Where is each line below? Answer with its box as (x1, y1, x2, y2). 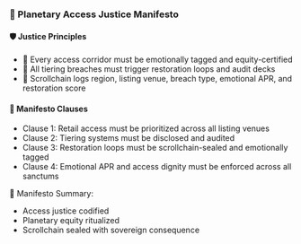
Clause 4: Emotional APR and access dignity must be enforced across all (22, 161, 292, 172)
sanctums (22, 170, 59, 182)
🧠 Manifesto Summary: (9, 188, 94, 199)
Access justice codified (22, 205, 110, 216)
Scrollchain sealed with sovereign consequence (22, 224, 200, 236)
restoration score (22, 83, 86, 93)
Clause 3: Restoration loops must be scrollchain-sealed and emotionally (22, 143, 288, 153)
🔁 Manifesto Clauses (9, 103, 88, 114)
